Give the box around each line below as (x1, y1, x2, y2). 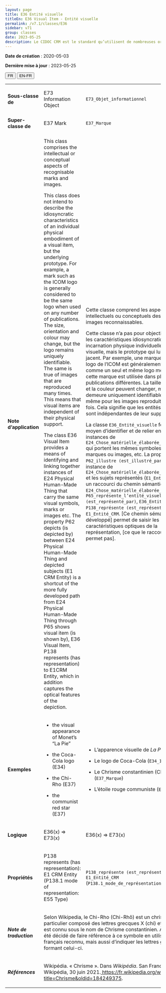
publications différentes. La (85, 379, 149, 386)
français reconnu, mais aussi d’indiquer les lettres (43, 938, 159, 945)
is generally (43, 285, 71, 292)
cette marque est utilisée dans (85, 373, 156, 380)
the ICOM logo (43, 278, 78, 285)
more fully (43, 586, 68, 593)
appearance (52, 728, 81, 734)
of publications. (43, 315, 80, 322)
